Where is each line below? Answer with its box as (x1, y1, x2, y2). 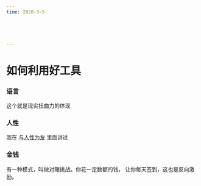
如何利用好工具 (6, 63, 82, 77)
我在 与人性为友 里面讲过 (6, 134, 68, 141)
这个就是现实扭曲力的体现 (6, 102, 71, 110)
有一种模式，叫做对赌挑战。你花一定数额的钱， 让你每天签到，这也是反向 (6, 165, 189, 173)
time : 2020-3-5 (6, 9, 45, 15)
